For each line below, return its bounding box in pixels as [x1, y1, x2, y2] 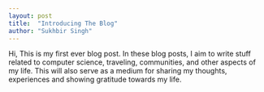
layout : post [8, 11, 53, 20]
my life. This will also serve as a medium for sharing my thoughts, [8, 66, 227, 76]
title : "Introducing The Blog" [8, 19, 118, 27]
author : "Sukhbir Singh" [8, 27, 93, 35]
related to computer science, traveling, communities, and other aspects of [8, 57, 256, 67]
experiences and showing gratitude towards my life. [8, 74, 182, 85]
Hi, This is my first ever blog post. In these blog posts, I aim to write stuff [8, 49, 252, 59]
